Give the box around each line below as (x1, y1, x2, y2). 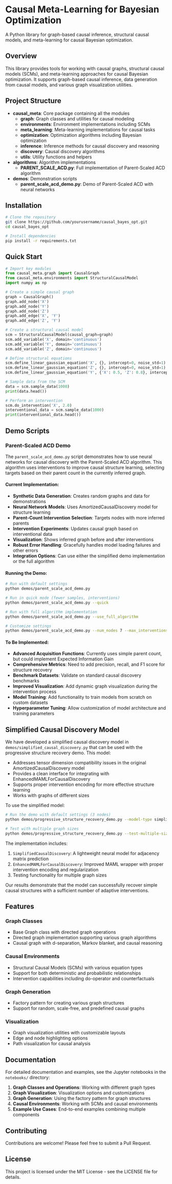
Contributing (5, 1126, 47, 1135)
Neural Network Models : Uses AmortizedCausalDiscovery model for (12, 504, 158, 510)
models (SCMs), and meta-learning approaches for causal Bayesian (5, 71, 148, 77)
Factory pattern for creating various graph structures (12, 1000, 124, 1006)
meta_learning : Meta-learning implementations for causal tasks (20, 127, 155, 133)
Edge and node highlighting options (12, 1035, 88, 1041)
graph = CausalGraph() (5, 294, 54, 299)
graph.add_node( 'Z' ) (5, 308, 50, 314)
